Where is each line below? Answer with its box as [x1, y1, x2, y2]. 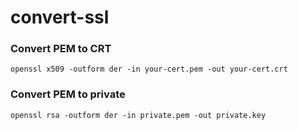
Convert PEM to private [10, 87, 126, 101]
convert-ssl [10, 6, 110, 29]
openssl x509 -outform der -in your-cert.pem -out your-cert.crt [10, 64, 288, 75]
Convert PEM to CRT [10, 42, 112, 56]
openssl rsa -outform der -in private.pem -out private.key [10, 110, 267, 120]
